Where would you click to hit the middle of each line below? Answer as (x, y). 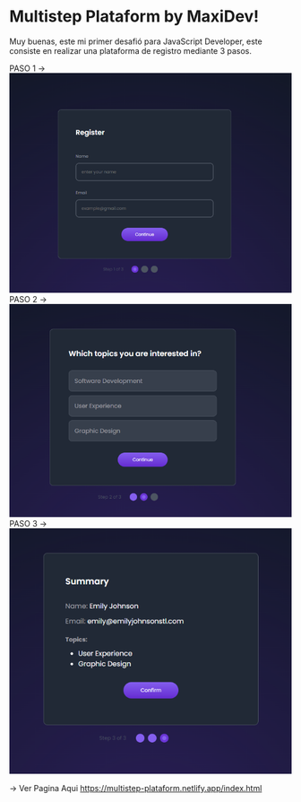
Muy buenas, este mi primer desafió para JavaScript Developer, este (136, 41)
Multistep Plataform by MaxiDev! (134, 17)
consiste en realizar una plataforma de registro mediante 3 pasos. (131, 50)
